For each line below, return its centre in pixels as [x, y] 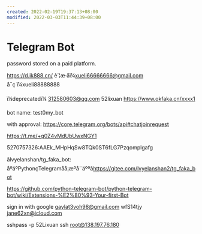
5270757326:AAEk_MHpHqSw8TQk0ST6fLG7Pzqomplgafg [80, 148]
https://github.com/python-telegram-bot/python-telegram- [79, 189]
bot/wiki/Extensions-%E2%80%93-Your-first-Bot [68, 195]
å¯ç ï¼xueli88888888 [34, 85]
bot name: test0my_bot [35, 113]
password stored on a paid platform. [52, 64]
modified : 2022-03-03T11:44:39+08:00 [54, 17]
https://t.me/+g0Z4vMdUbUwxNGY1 [52, 136]
